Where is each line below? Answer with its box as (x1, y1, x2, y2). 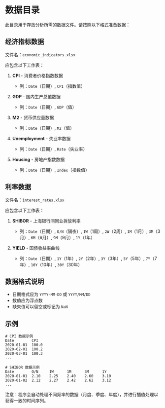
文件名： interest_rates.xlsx (5, 197, 65, 203)
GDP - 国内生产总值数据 (12, 93, 61, 99)
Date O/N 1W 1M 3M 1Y (5, 370, 107, 374)
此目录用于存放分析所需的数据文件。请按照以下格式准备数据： (5, 22, 131, 28)
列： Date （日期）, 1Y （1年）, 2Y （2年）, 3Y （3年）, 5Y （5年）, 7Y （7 (19, 255, 157, 261)
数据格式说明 (5, 277, 44, 286)
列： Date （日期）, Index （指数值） (19, 167, 90, 173)
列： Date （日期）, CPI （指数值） (19, 83, 85, 89)
